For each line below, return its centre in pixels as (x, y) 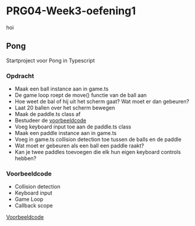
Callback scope (34, 206)
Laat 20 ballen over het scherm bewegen (65, 108)
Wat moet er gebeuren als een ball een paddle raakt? (79, 146)
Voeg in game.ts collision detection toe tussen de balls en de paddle (98, 139)
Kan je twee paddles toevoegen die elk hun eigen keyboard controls (98, 152)
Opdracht (20, 76)
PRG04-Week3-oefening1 (71, 11)
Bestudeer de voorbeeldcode (51, 121)
